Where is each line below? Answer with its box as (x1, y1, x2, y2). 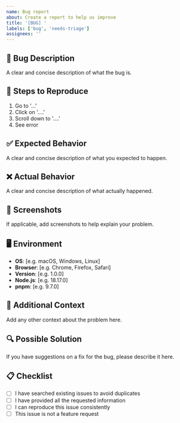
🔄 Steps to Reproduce (6, 86, 89, 96)
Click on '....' (14, 108, 45, 115)
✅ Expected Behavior (6, 139, 87, 149)
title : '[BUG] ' (6, 20, 47, 26)
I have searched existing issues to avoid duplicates (14, 390, 141, 397)
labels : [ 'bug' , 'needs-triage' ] (6, 25, 90, 32)
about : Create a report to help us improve (6, 14, 117, 20)
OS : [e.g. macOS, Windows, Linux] (14, 258, 100, 265)
